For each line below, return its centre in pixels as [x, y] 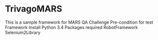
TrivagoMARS [34, 9]
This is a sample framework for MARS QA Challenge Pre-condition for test [79, 22]
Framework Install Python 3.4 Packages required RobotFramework [71, 27]
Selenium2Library [23, 32]
